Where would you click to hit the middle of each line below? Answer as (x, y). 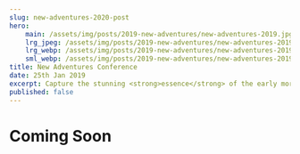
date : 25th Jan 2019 (48, 76)
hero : (19, 26)
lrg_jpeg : (44, 42)
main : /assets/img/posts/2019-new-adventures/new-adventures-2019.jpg (159, 34)
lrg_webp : (44, 51)
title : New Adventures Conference (74, 68)
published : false (42, 92)
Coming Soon (60, 136)
